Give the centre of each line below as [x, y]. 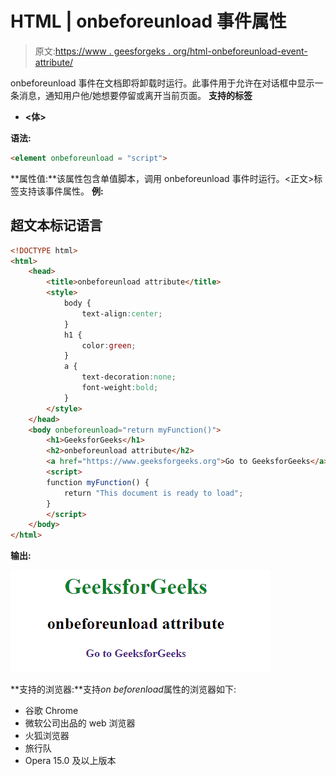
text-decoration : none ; [129, 377]
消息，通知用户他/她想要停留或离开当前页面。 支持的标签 [135, 95]
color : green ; [109, 345]
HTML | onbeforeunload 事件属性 [148, 21]
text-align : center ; [122, 313]
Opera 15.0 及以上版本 [70, 761]
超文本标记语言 [56, 225]
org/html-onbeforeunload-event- [240, 51]
